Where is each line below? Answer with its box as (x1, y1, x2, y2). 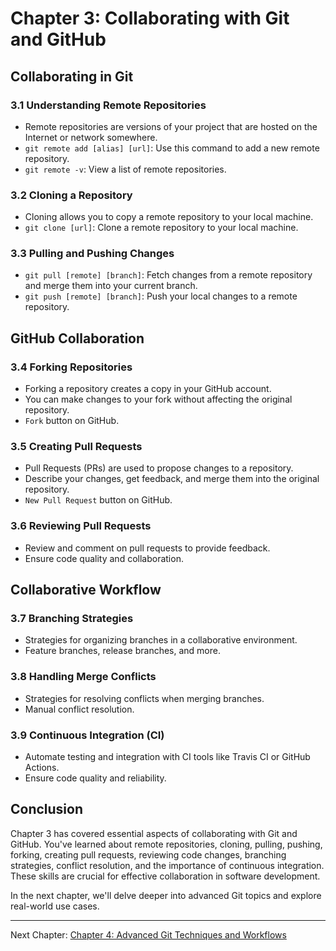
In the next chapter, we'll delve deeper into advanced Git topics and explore (10, 889, 322, 901)
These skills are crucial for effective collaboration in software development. (10, 870, 321, 882)
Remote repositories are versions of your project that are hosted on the (24, 120, 318, 132)
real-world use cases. (10, 900, 100, 912)
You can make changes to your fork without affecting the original (24, 393, 293, 406)
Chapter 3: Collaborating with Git (10, 7, 290, 30)
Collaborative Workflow (10, 582, 162, 599)
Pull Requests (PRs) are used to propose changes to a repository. (24, 462, 294, 474)
